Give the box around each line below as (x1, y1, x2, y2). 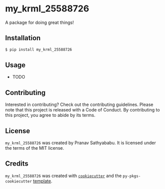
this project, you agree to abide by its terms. (5, 112, 95, 118)
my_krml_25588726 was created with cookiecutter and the (5, 173, 122, 179)
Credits (5, 160, 29, 168)
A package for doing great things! (5, 19, 74, 25)
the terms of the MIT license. (5, 145, 65, 151)
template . (33, 178, 53, 184)
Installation (5, 34, 41, 42)
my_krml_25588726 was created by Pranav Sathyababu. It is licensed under (5, 140, 156, 146)
